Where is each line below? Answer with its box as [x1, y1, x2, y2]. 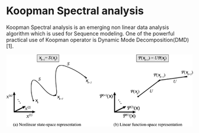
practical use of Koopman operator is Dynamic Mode [6, 36, 135, 43]
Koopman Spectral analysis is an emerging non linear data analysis [6, 24, 169, 31]
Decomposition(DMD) [136, 36, 190, 43]
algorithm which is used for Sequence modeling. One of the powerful [6, 30, 175, 37]
